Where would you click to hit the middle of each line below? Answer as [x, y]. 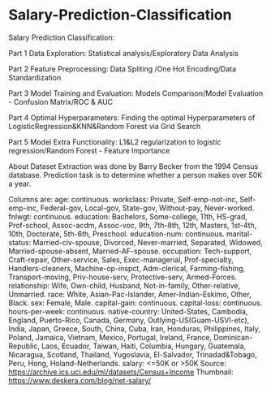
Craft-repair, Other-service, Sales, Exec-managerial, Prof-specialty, [121, 259]
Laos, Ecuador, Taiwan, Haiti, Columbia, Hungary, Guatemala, [144, 346]
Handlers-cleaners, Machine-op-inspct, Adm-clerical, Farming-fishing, [127, 268]
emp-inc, [24, 208]
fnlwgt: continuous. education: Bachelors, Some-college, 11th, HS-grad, [128, 216]
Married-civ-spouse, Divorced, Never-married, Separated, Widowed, [148, 242]
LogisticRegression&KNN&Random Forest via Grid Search [105, 126]
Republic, [24, 346]
